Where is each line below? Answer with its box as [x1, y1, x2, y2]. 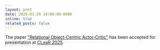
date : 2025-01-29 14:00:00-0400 [5, 12, 72, 17]
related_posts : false [5, 21, 50, 26]
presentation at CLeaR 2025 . [5, 40, 64, 46]
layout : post [5, 7, 32, 12]
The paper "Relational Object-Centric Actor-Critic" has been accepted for [5, 34, 156, 40]
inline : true [5, 16, 32, 21]
